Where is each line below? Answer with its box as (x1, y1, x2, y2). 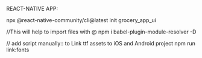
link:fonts (6, 46, 30, 53)
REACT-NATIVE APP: (6, 5, 58, 12)
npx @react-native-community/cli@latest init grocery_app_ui (6, 17, 157, 23)
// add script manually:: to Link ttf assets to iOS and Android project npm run (6, 40, 196, 47)
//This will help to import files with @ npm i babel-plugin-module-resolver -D (6, 28, 197, 35)
